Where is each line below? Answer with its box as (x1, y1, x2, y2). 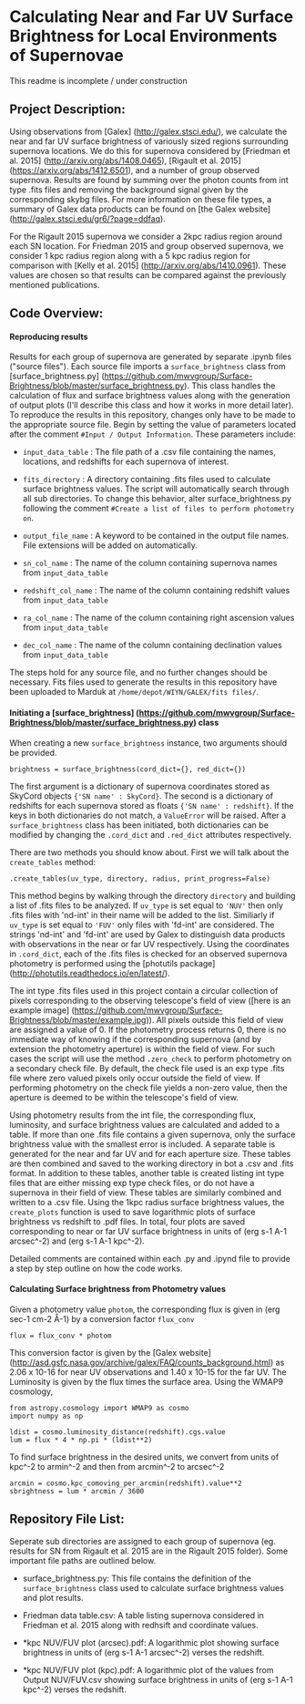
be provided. (9, 747, 57, 758)
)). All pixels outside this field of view (145, 1014, 284, 1025)
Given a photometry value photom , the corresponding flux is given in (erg (9, 1304, 280, 1315)
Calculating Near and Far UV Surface (9, 6, 294, 27)
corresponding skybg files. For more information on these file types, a (9, 193, 272, 204)
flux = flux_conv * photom (9, 1331, 112, 1340)
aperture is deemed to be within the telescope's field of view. (9, 1091, 239, 1102)
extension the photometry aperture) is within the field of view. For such (9, 1043, 276, 1054)
